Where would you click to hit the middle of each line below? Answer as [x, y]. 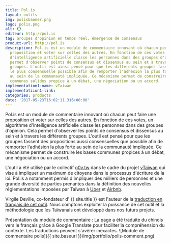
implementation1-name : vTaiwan [38, 86]
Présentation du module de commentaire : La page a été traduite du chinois [84, 220]
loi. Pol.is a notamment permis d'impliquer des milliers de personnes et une [84, 178]
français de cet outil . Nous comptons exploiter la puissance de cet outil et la [85, 205]
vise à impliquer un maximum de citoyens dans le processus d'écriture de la [85, 173]
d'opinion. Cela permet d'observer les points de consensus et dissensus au [84, 131]
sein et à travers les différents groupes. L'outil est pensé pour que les [78, 136]
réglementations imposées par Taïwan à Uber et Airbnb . [64, 189]
